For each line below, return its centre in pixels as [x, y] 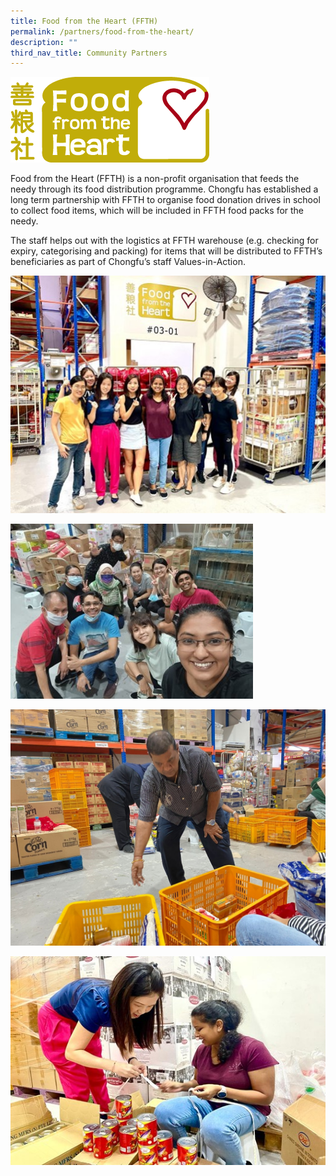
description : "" [44, 42]
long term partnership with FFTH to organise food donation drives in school [165, 200]
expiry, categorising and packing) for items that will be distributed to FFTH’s [166, 251]
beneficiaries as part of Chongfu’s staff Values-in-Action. [128, 262]
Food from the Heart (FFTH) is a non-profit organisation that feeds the [155, 179]
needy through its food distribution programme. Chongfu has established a [164, 189]
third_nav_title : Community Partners [89, 53]
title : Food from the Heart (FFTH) [84, 21]
